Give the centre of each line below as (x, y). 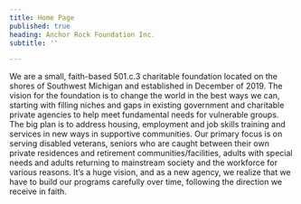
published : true (40, 26)
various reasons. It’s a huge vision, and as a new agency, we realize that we (150, 172)
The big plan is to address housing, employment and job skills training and (148, 125)
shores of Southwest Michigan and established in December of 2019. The (146, 86)
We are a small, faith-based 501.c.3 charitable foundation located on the (144, 77)
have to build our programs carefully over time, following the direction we (146, 182)
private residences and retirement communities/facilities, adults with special (151, 153)
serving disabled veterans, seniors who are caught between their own (139, 144)
